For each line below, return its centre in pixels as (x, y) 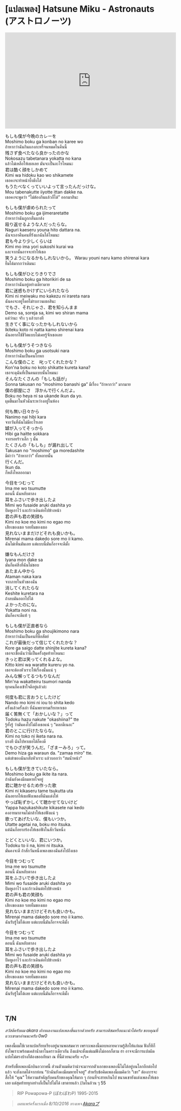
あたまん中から (20, 571)
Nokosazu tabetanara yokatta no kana (43, 158)
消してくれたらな (22, 587)
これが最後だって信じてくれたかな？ (41, 642)
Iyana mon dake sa (24, 560)
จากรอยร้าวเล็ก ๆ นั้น (21, 439)
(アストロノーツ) (38, 21)
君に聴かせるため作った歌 (31, 785)
